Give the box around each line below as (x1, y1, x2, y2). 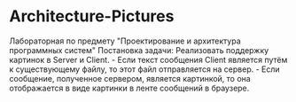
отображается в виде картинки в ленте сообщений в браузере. (9, 82, 250, 93)
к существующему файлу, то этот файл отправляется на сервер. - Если (9, 64, 281, 75)
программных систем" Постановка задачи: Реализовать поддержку (9, 44, 269, 55)
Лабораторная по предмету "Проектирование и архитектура (9, 35, 241, 46)
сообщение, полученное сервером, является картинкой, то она (9, 73, 251, 83)
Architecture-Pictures (9, 6, 175, 27)
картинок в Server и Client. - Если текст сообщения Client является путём (9, 54, 288, 65)
